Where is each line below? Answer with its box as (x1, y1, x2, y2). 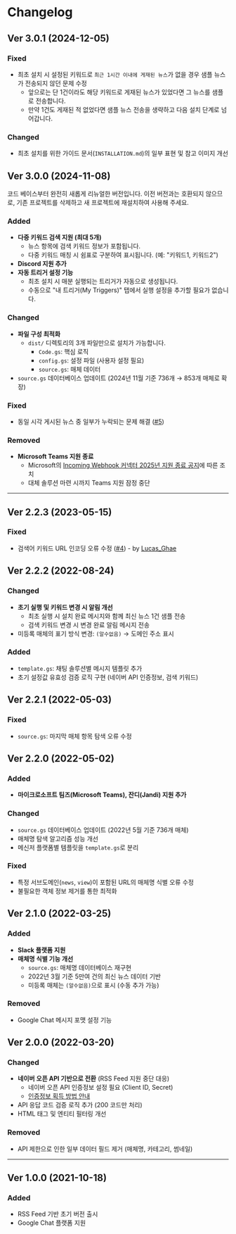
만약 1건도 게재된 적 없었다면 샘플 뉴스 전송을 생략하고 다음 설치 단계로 (27, 105, 220, 113)
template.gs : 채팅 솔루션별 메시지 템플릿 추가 (17, 664, 143, 672)
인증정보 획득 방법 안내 (27, 1092, 91, 1100)
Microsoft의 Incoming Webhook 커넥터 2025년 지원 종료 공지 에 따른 (27, 461, 218, 470)
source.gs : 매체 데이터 (38, 365, 101, 373)
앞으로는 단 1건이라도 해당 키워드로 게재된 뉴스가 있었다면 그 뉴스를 (27, 87, 211, 96)
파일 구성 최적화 (17, 329, 61, 338)
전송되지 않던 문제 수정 (25, 79, 88, 87)
